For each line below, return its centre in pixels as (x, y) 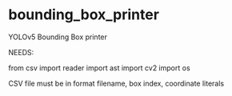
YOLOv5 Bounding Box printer (58, 37)
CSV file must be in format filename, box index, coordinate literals (116, 83)
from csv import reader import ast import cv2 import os (99, 68)
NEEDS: (21, 52)
